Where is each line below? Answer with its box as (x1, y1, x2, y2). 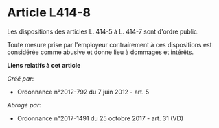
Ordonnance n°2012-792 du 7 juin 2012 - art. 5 (16, 88, 150, 96)
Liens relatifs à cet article (7, 61, 81, 69)
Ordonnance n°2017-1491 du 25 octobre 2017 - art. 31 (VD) (16, 114, 184, 123)
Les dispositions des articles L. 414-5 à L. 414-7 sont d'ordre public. (7, 27, 199, 36)
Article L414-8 (7, 5, 91, 21)
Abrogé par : (7, 101, 41, 109)
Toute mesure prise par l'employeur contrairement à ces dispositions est (7, 40, 212, 49)
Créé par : (7, 74, 34, 83)
